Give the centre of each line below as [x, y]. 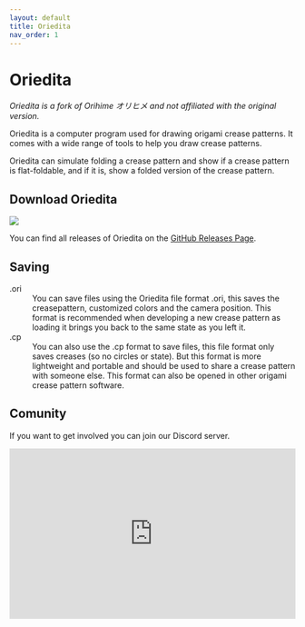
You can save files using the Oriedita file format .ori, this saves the [156, 298]
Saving [30, 267]
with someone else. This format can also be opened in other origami [160, 375]
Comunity [38, 414]
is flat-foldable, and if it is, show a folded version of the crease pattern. [142, 171]
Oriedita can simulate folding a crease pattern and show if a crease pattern [150, 161]
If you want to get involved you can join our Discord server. [120, 435]
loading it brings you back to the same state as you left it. [139, 327]
